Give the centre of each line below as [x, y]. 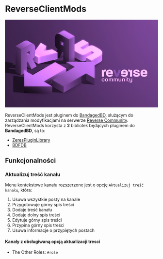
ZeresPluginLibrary [31, 140]
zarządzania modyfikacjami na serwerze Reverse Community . [67, 120]
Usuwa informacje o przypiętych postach [53, 230]
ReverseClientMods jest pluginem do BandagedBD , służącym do [69, 115]
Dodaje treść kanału [32, 210]
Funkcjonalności [31, 160]
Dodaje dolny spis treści [36, 215]
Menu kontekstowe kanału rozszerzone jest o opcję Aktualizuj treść [74, 185]
